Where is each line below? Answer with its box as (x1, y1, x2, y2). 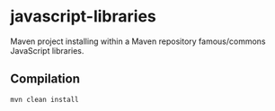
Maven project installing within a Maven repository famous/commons (10, 36, 266, 47)
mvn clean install (10, 95, 79, 104)
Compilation (10, 72, 80, 87)
